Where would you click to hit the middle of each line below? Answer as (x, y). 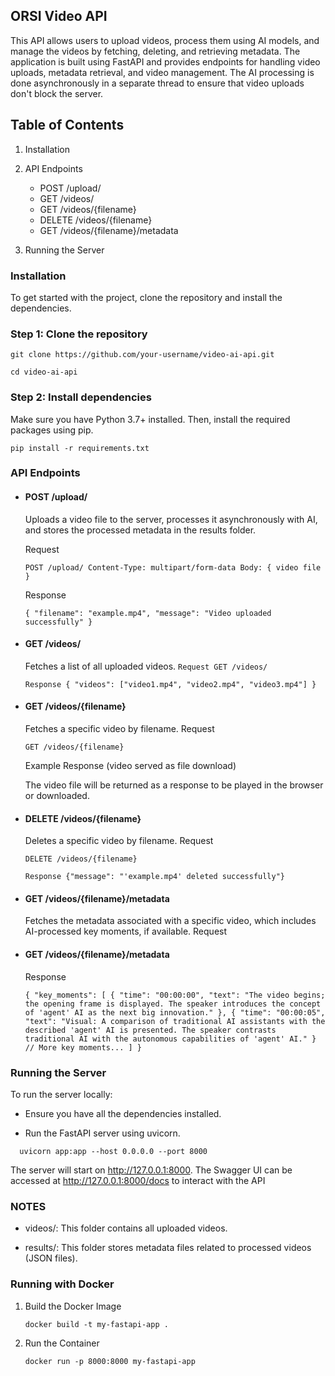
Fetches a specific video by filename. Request (119, 729)
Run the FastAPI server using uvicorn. (102, 1133)
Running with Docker (62, 1284)
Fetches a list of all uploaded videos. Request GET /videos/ (146, 666)
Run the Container (62, 1343)
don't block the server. (57, 93)
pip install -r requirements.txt (80, 448)
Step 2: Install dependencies (81, 397)
